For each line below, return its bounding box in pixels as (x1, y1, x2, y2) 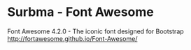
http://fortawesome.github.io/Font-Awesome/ (7, 34, 138, 42)
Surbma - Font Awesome (7, 4, 154, 20)
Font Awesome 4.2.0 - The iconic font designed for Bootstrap (7, 27, 184, 35)
